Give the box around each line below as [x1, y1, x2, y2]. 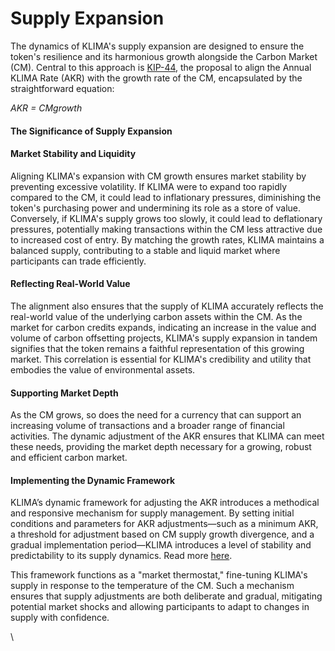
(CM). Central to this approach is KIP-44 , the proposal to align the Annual [10, 61, 312, 73]
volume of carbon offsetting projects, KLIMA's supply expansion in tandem [10, 332, 318, 344]
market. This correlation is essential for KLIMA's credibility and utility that [10, 353, 312, 365]
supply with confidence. [10, 612, 110, 624]
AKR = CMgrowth [10, 102, 83, 114]
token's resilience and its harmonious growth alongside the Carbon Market [10, 50, 318, 62]
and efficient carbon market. [10, 452, 128, 464]
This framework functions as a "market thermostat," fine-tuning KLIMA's [10, 569, 308, 581]
